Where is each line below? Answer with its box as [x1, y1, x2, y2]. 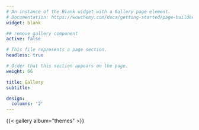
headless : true [6, 52, 44, 58]
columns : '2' [11, 101, 44, 107]
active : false [6, 36, 41, 42]
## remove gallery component [6, 30, 78, 36]
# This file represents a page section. [6, 47, 108, 53]
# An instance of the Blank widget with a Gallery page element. [6, 8, 171, 15]
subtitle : [6, 84, 31, 91]
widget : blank [6, 20, 41, 26]
